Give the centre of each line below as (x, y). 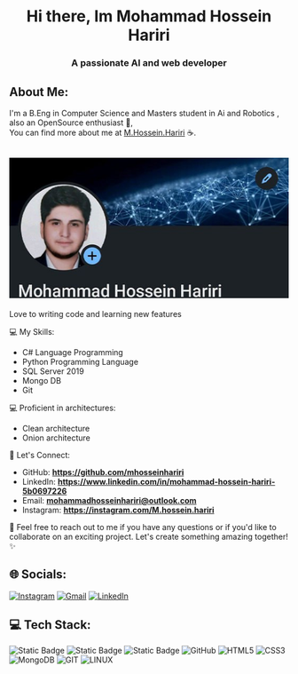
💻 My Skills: (32, 331)
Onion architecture (56, 438)
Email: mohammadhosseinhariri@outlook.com (109, 500)
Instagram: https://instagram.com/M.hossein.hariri (118, 510)
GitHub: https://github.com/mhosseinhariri (103, 472)
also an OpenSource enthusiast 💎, (71, 123)
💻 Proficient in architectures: (63, 408)
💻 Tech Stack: (50, 625)
